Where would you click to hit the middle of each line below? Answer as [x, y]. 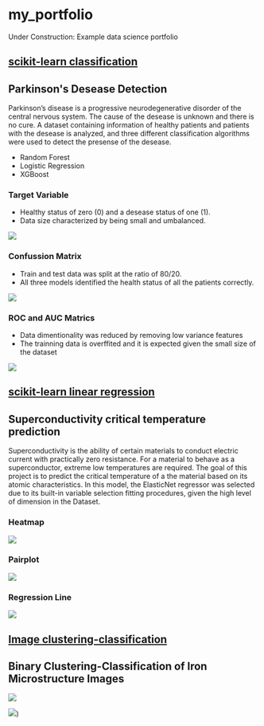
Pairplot [24, 559]
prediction [35, 432]
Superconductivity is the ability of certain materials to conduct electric [123, 451]
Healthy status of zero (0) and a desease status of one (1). [115, 212]
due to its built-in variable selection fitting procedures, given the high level [130, 493]
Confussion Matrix [45, 257]
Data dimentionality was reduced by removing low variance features [131, 336]
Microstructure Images [66, 679]
